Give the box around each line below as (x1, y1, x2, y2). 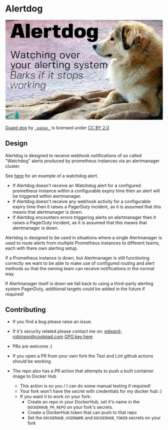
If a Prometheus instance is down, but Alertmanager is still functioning (5, 255, 150, 261)
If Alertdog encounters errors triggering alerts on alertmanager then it (12, 214, 156, 220)
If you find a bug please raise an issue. (12, 319, 92, 325)
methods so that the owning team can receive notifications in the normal (5, 265, 154, 271)
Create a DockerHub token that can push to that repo (27, 410, 137, 416)
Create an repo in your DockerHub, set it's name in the (27, 399, 140, 405)
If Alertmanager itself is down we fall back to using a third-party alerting (5, 280, 153, 286)
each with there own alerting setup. (5, 245, 78, 251)
